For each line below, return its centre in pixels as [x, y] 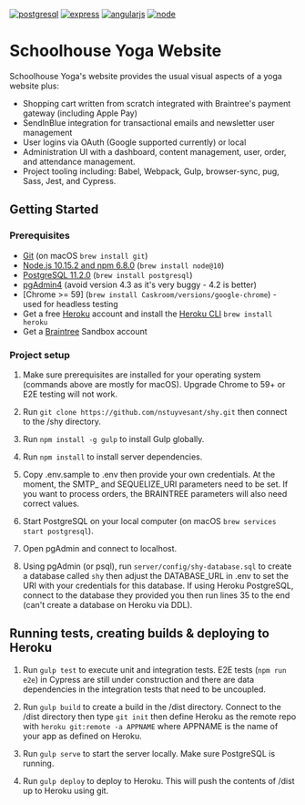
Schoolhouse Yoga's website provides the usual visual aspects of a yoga [146, 76]
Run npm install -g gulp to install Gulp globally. [113, 439]
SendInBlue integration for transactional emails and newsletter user [148, 122]
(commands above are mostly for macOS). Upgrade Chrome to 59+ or [154, 384]
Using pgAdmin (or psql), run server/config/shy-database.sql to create [157, 566]
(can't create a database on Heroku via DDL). [107, 604]
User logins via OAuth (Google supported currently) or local [134, 142]
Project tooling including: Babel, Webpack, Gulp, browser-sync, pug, [151, 171]
